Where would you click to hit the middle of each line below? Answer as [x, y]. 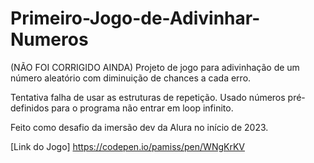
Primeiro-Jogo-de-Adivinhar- [135, 18]
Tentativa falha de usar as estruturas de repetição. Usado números [148, 97]
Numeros [49, 39]
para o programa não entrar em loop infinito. [142, 108]
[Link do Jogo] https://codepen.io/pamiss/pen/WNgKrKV [127, 146]
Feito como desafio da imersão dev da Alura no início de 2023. [139, 127]
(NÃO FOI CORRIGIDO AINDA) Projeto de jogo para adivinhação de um [155, 67]
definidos [30, 108]
